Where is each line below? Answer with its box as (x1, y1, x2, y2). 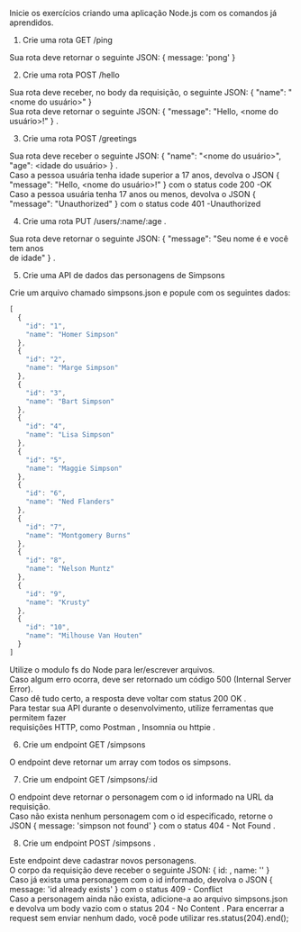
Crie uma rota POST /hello (22, 69, 120, 80)
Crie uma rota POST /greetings (22, 133, 137, 143)
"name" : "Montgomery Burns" (25, 530, 131, 539)
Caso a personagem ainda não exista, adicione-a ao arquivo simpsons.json (9, 893, 288, 904)
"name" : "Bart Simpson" (25, 396, 115, 406)
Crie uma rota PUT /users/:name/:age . (22, 216, 167, 226)
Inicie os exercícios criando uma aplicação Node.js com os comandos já (9, 8, 278, 18)
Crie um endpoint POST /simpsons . (22, 837, 156, 848)
